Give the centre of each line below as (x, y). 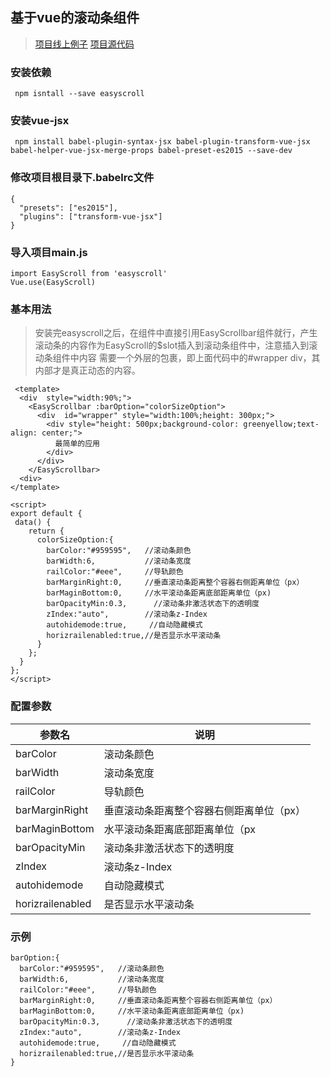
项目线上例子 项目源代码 (84, 44)
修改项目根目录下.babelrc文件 (82, 178)
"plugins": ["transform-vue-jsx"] (91, 216)
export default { (46, 514)
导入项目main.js (49, 252)
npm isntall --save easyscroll (79, 94)
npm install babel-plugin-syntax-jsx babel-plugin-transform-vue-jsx (162, 142)
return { (46, 531)
